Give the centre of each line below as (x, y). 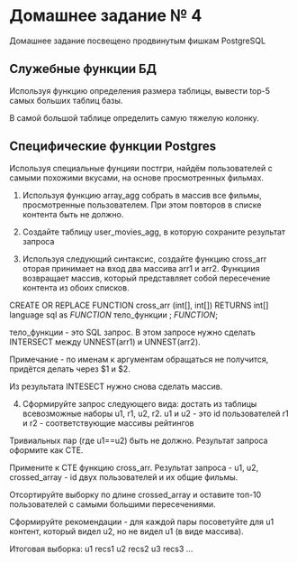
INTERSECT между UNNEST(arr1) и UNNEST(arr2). (105, 341)
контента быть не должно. (73, 214)
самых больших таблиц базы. (66, 100)
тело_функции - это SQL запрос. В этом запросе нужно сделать (133, 332)
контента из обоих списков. (76, 287)
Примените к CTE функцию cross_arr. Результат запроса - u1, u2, (134, 467)
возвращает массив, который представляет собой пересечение (146, 278)
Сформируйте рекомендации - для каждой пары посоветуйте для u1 (142, 521)
